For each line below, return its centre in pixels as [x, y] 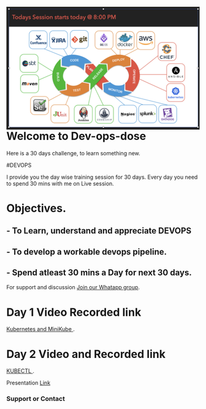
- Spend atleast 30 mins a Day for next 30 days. [99, 273]
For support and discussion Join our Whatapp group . [73, 287]
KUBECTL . [21, 371]
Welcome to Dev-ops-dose [76, 136]
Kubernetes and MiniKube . [41, 329]
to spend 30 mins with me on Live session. [60, 183]
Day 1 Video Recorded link [74, 312]
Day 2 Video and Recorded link [86, 354]
